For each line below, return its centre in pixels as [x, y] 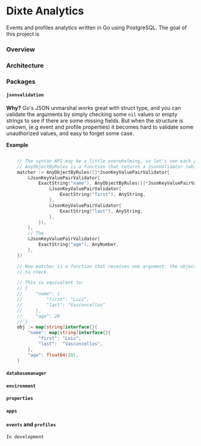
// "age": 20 [39, 316]
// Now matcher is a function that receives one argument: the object [107, 266]
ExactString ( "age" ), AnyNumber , [78, 245]
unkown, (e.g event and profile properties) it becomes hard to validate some [100, 127]
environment [21, 386]
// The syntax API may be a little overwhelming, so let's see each [104, 161]
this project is [23, 33]
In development [25, 437]
